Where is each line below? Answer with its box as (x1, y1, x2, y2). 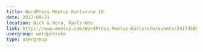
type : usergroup (6, 36, 47, 42)
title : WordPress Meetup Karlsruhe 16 (6, 8, 104, 15)
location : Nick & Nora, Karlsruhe (6, 20, 94, 26)
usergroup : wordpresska (6, 31, 66, 37)
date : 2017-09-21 (6, 14, 50, 20)
